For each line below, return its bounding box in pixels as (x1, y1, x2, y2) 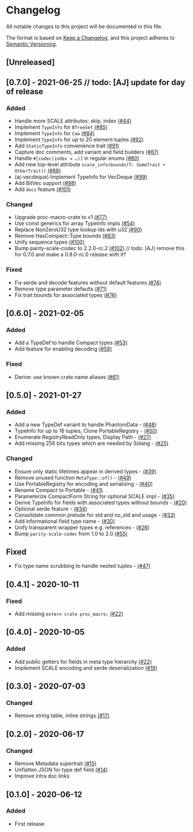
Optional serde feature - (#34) (14, 505, 87, 512)
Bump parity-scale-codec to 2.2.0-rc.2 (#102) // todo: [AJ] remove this (14, 245, 185, 252)
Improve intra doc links (14, 772, 70, 779)
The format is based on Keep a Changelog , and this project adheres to (6, 34, 175, 41)
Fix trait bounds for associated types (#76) (14, 291, 118, 299)
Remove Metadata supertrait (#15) (14, 760, 97, 767)
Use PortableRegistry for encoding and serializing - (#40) (14, 480, 153, 487)
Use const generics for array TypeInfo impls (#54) (14, 220, 135, 227)
